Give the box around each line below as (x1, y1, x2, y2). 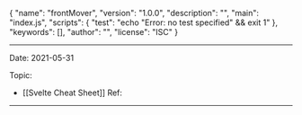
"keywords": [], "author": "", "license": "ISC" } (9, 27, 178, 37)
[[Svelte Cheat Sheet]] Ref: (22, 87, 123, 98)
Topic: (9, 70, 33, 80)
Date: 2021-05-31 (9, 53, 75, 63)
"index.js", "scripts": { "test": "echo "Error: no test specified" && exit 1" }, (9, 17, 279, 28)
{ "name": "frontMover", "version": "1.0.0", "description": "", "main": (9, 8, 259, 18)
